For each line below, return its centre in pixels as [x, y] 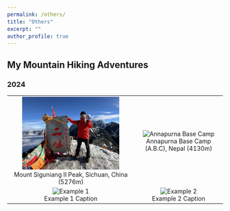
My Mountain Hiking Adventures [78, 65]
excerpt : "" [24, 29]
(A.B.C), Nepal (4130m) [179, 148]
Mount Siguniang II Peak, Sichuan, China [71, 174]
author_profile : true [38, 36]
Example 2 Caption [178, 198]
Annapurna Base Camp [179, 141]
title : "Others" [30, 22]
